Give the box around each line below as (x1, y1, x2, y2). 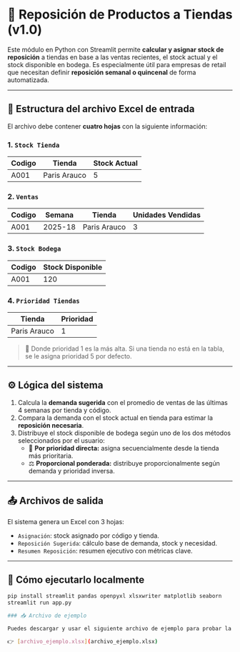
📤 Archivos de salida (7, 495, 104, 507)
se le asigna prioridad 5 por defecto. (24, 351, 132, 360)
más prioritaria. (28, 451, 74, 460)
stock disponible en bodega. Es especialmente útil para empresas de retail (7, 60, 226, 69)
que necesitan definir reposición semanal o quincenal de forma (7, 68, 196, 76)
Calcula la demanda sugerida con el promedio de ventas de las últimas (17, 398, 229, 406)
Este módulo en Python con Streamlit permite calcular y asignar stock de (7, 45, 224, 54)
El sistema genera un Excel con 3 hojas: (7, 517, 125, 526)
